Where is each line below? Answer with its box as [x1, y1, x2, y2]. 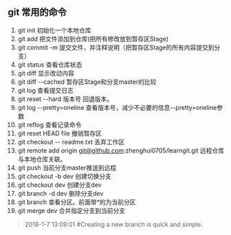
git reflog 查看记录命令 [17, 120, 82, 128]
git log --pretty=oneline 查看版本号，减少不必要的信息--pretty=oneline [17, 103, 217, 111]
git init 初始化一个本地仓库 [17, 26, 91, 34]
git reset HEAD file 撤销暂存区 [17, 129, 102, 137]
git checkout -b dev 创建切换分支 [17, 172, 112, 180]
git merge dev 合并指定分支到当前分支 [17, 206, 126, 214]
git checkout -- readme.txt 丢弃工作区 [17, 137, 125, 146]
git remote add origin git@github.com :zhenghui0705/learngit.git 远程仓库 [17, 146, 225, 155]
